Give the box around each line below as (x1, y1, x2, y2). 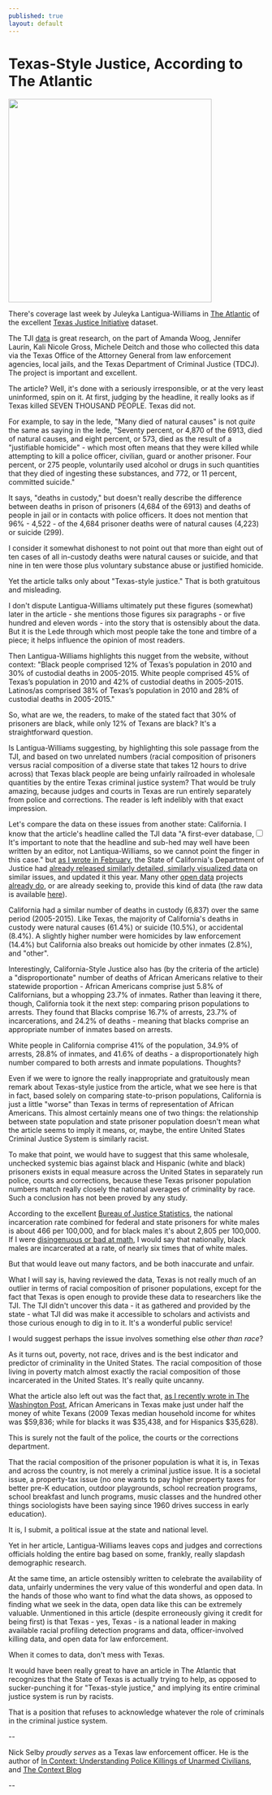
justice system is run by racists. (8, 1692, 114, 1701)
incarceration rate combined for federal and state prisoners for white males (8, 1218, 260, 1227)
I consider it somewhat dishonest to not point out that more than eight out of (8, 543, 264, 553)
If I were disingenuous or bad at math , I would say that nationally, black (8, 1235, 246, 1244)
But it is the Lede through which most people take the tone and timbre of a (8, 627, 257, 637)
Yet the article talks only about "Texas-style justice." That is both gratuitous (8, 577, 261, 586)
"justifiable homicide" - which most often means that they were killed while (8, 442, 259, 452)
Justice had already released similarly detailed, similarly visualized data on (8, 864, 258, 874)
